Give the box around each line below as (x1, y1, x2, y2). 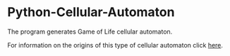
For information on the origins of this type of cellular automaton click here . (7, 41, 224, 49)
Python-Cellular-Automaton (7, 4, 175, 20)
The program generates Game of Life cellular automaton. (7, 27, 173, 36)
